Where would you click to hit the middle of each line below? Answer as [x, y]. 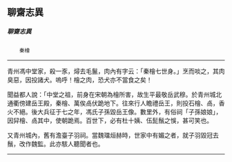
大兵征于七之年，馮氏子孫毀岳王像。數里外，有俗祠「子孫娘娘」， [129, 112]
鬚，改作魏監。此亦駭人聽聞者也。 [56, 144]
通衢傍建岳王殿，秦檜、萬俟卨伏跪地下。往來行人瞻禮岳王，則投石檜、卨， [113, 103]
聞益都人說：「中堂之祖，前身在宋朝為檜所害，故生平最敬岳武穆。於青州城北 [115, 95]
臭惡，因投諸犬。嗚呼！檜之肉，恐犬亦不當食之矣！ [80, 80]
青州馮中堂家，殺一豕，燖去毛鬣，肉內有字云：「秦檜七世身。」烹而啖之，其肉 [116, 71]
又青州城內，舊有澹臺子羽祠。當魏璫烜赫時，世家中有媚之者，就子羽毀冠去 [113, 135]
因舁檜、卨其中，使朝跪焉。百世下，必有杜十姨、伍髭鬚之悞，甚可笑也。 [110, 120]
